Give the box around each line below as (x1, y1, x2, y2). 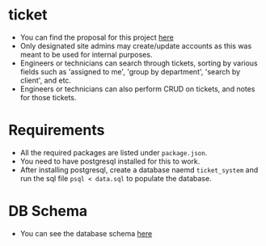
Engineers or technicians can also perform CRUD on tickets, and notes (19, 83, 255, 94)
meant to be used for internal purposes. (19, 49, 153, 59)
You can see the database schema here (19, 228, 153, 238)
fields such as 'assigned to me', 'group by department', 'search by (19, 66, 241, 76)
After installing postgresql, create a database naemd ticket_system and (19, 164, 259, 175)
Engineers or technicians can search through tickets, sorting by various (19, 58, 258, 68)
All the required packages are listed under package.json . (19, 147, 208, 157)
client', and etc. (19, 75, 71, 85)
